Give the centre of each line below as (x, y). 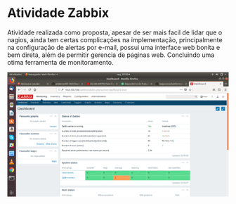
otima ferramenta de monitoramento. (60, 62)
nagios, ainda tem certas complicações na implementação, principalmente (115, 39)
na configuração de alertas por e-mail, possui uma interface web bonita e (114, 47)
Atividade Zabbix (58, 13)
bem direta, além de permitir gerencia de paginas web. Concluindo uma (111, 55)
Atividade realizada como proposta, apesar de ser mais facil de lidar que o (115, 32)
